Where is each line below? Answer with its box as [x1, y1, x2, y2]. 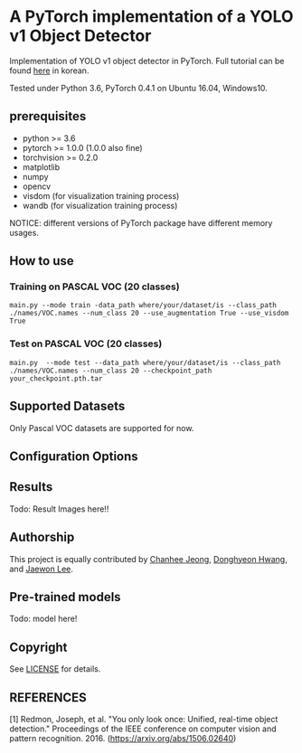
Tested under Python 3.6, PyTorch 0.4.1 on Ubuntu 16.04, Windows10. [9, 82, 269, 93]
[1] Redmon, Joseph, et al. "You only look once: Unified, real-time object [9, 714, 278, 724]
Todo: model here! [9, 613, 78, 625]
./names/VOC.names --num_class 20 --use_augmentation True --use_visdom [9, 309, 289, 318]
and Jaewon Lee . [9, 563, 74, 574]
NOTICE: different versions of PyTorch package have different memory [9, 217, 273, 228]
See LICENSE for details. [9, 664, 101, 674]
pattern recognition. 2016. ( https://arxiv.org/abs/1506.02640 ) [9, 733, 237, 743]
